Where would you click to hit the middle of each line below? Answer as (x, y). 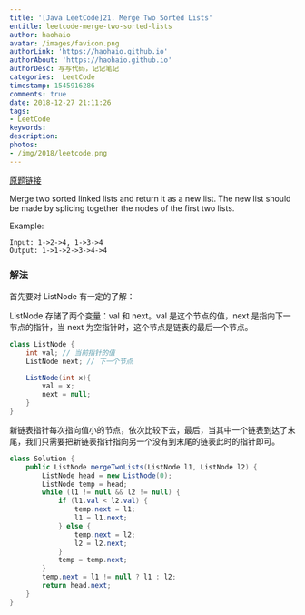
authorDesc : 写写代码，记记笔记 (64, 69)
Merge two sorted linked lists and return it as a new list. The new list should (150, 198)
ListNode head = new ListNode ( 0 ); (107, 475)
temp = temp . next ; (93, 560)
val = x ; (59, 386)
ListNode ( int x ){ (59, 378)
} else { (74, 526)
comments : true (38, 94)
